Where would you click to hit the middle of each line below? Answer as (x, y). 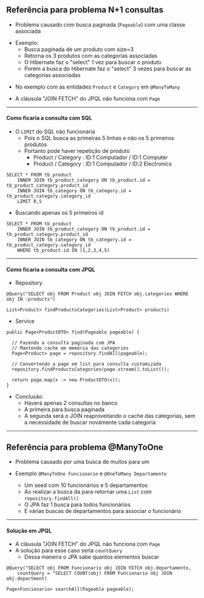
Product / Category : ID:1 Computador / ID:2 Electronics (102, 164)
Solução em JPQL (29, 531)
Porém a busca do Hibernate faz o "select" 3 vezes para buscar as (107, 69)
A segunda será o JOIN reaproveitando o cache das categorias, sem (110, 416)
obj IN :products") (31, 300)
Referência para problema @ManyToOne (85, 447)
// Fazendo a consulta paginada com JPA (63, 343)
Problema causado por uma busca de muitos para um (82, 462)
